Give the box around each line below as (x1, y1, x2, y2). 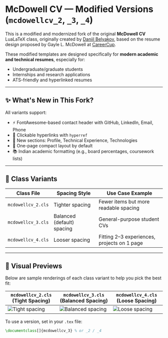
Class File (16, 190, 40, 197)
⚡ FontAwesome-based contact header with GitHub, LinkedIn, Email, (12, 119, 153, 125)
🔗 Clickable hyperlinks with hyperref (12, 132, 87, 138)
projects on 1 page (98, 239, 143, 246)
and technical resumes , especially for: (5, 56, 85, 62)
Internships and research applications (12, 71, 90, 77)
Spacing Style (56, 190, 91, 197)
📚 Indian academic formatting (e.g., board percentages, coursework (12, 148, 154, 154)
